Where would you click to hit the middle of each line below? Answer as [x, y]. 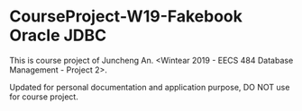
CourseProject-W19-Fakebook [126, 17]
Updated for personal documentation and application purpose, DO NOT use [150, 87]
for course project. [44, 97]
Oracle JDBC [58, 35]
